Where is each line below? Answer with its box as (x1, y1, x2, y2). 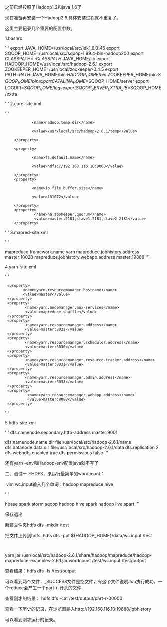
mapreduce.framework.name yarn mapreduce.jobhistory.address (5, 249, 140, 255)
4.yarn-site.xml (5, 264, 36, 270)
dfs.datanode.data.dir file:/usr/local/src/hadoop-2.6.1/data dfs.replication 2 (5, 444, 159, 451)
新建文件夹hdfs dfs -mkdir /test (5, 522, 69, 528)
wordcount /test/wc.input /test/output (68, 558, 146, 564)
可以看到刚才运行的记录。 (5, 617, 58, 623)
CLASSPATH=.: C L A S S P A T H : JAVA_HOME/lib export (5, 56, 110, 61)
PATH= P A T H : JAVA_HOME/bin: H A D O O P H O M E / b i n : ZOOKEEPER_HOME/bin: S (5, 72, 161, 79)
